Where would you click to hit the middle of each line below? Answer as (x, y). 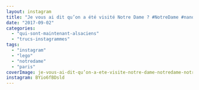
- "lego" (22, 56)
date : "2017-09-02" (30, 22)
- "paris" (23, 67)
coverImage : (21, 72)
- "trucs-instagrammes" (41, 39)
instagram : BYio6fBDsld (36, 78)
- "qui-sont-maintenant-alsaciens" (55, 34)
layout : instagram (29, 12)
